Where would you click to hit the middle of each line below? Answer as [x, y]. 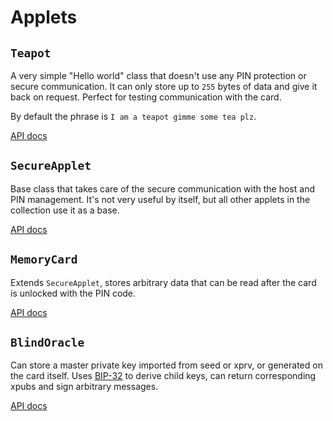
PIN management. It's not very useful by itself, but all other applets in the [160, 199]
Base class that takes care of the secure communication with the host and [162, 188]
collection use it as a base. [65, 210]
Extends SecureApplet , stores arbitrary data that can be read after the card [163, 282]
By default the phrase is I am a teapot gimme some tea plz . [133, 116]
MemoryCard [44, 259]
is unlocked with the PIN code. [73, 293]
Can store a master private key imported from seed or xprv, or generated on [166, 365]
